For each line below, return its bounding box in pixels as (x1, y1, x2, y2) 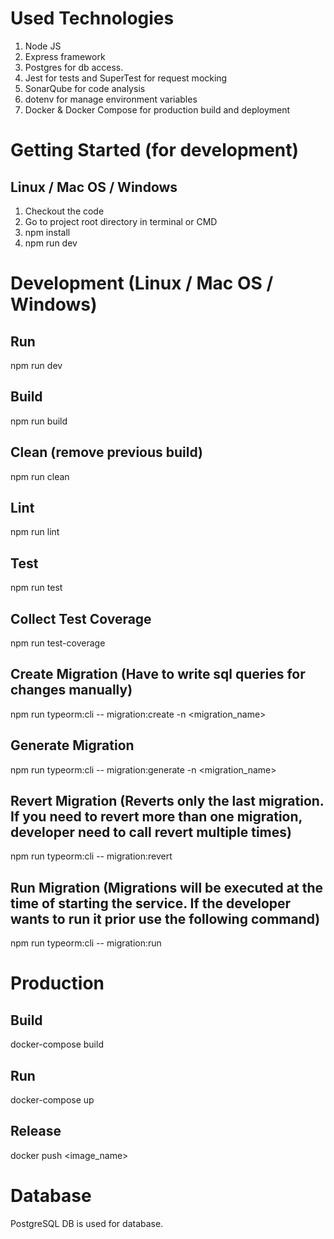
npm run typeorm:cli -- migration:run (10, 937, 162, 949)
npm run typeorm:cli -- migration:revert (10, 850, 173, 862)
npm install (24, 226, 71, 238)
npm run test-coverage (10, 637, 106, 649)
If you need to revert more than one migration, (10, 808, 303, 826)
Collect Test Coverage (10, 610, 152, 627)
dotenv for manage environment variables (24, 93, 198, 105)
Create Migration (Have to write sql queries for (10, 666, 306, 683)
